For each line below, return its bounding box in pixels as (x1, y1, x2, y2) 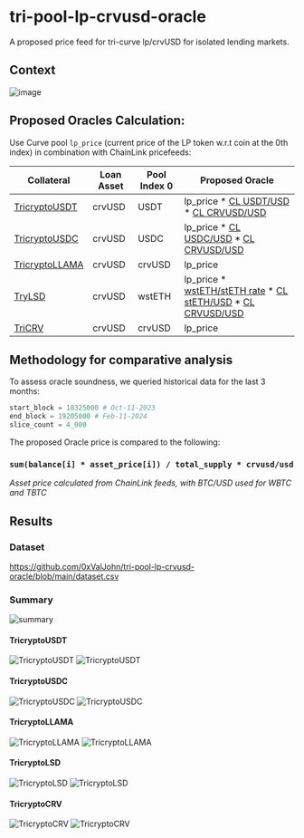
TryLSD (14, 290, 46, 303)
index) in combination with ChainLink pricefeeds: (9, 147, 192, 158)
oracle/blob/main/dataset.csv (9, 571, 119, 582)
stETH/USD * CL (184, 295, 255, 308)
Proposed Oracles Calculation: (9, 113, 185, 129)
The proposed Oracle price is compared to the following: (9, 437, 221, 448)
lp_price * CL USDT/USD (184, 195, 290, 207)
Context (9, 63, 56, 78)
